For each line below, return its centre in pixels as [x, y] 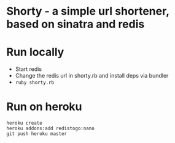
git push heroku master [37, 134]
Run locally [35, 52]
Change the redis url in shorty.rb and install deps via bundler [92, 76]
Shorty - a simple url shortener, [88, 11]
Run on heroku [44, 107]
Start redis [28, 69]
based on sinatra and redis [76, 24]
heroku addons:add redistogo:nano [51, 129]
